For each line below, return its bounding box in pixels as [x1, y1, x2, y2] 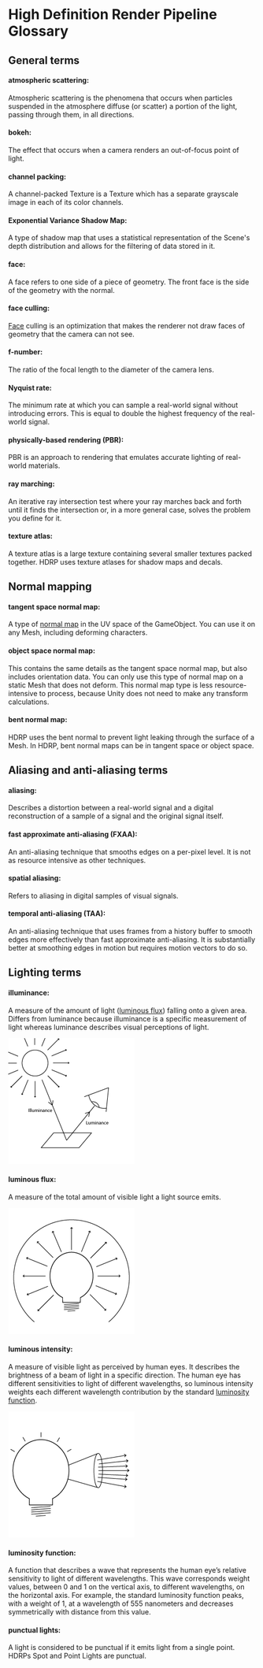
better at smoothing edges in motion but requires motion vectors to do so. [8, 943, 248, 953]
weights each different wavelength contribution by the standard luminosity [8, 1388, 250, 1397]
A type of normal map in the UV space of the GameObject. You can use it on [8, 620, 256, 629]
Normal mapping [8, 580, 92, 594]
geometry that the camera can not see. [8, 329, 135, 339]
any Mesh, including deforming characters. [8, 628, 148, 637]
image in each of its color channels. [8, 198, 124, 207]
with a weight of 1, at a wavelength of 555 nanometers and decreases [8, 1599, 234, 1608]
